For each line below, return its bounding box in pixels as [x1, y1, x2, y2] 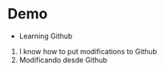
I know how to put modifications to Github [18, 46, 158, 56]
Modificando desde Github [18, 55, 107, 65]
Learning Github [18, 31, 73, 41]
